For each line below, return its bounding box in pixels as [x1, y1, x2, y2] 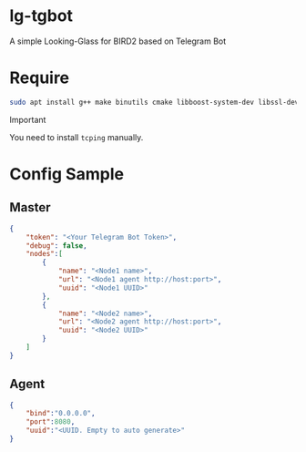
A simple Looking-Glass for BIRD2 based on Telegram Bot [9, 36, 227, 46]
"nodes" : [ [25, 250, 64, 259]
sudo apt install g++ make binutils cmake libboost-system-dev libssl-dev [9, 98, 300, 107]
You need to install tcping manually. [9, 131, 144, 142]
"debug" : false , [25, 241, 88, 251]
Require [9, 67, 70, 88]
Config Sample [9, 163, 125, 184]
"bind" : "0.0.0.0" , [25, 409, 96, 418]
